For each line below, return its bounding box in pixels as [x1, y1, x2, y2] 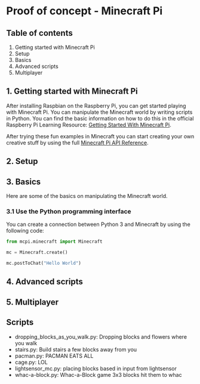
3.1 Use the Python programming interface [6, 207, 131, 215]
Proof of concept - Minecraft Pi [6, 4, 163, 18]
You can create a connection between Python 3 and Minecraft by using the [6, 221, 191, 228]
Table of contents [6, 28, 73, 38]
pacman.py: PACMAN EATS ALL [14, 352, 94, 359]
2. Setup [6, 156, 38, 166]
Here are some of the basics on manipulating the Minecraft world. [6, 193, 168, 200]
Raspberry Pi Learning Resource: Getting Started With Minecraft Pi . [6, 121, 172, 128]
